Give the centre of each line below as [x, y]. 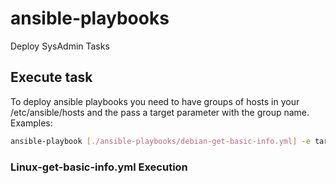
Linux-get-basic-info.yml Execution [99, 167]
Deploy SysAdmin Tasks [60, 46]
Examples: [31, 123]
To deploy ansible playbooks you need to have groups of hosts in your [155, 101]
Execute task [51, 77]
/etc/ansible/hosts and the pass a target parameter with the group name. [160, 112]
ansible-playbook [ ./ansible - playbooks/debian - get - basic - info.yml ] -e [160, 141]
